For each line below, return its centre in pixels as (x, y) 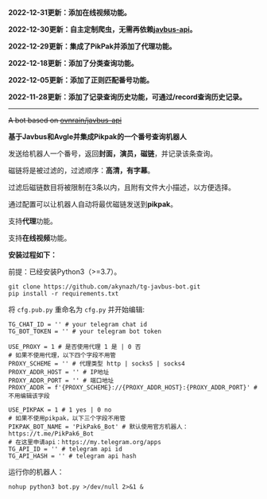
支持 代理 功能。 (33, 221)
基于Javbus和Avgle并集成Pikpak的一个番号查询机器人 (97, 137)
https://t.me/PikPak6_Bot (51, 434)
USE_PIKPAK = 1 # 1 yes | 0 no (60, 410)
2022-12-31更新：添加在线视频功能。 (70, 12)
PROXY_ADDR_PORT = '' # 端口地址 (61, 381)
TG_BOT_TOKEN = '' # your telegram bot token (85, 331)
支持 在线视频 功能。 (40, 238)
